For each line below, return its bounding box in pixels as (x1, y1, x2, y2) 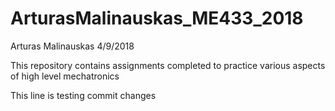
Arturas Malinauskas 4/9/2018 (10, 40, 135, 52)
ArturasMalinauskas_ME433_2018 (10, 7, 304, 30)
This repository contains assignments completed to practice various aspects (10, 59, 326, 71)
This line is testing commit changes (10, 89, 157, 101)
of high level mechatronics (10, 70, 120, 82)
